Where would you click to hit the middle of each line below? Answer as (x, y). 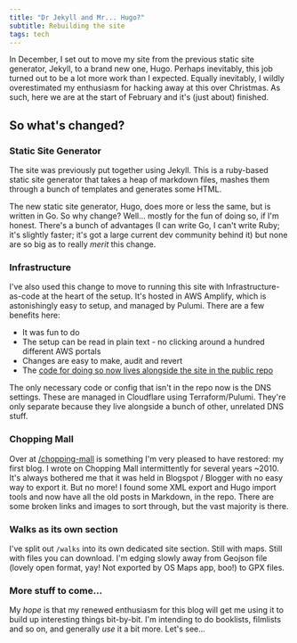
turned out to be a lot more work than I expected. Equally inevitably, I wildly (147, 78)
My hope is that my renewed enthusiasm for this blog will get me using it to (147, 610)
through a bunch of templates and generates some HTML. (116, 189)
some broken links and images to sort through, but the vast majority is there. (149, 506)
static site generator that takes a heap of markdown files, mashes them (139, 180)
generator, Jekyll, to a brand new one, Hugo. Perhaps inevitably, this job (141, 69)
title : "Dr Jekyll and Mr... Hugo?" (77, 17)
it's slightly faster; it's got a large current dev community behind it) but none (148, 235)
